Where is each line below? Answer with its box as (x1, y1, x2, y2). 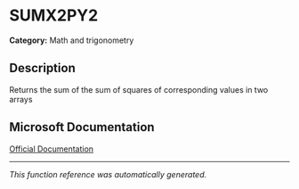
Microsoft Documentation (9, 119, 155, 135)
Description (9, 61, 76, 76)
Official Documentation (9, 144, 94, 154)
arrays (9, 94, 33, 104)
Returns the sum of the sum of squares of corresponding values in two (9, 84, 269, 94)
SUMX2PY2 (9, 5, 99, 26)
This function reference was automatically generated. (9, 168, 207, 179)
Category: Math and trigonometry (9, 35, 134, 45)
